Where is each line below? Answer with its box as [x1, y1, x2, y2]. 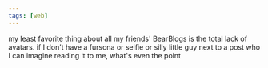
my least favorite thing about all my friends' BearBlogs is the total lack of [8, 34, 248, 43]
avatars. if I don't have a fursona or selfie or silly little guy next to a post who [8, 42, 261, 52]
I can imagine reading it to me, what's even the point [8, 50, 182, 60]
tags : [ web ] [8, 11, 48, 20]
